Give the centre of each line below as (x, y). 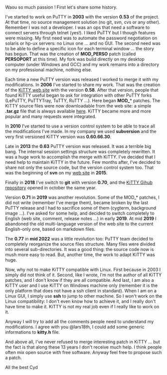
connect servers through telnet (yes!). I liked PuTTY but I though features (80, 33)
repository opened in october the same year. (51, 188)
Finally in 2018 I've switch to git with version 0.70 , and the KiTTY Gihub (79, 182)
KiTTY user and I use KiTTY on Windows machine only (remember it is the (82, 285)
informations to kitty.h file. (32, 332)
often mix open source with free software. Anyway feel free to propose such (83, 352)
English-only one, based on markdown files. (50, 229)
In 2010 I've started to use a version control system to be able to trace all (80, 126)
